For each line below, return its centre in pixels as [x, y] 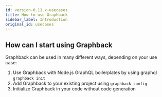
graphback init [29, 79]
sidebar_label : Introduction [37, 19]
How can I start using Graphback [59, 45]
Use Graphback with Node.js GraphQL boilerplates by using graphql [85, 72]
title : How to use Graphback [37, 15]
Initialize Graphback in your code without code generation [74, 89]
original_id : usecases [30, 24]
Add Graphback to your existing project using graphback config [80, 83]
